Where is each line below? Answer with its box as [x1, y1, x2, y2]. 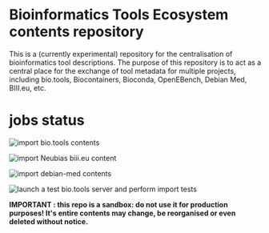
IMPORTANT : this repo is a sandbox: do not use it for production [9, 199, 228, 209]
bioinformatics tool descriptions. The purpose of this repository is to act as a [9, 58, 262, 67]
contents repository [9, 22, 144, 41]
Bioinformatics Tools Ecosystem [9, 6, 229, 24]
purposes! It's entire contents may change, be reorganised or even [9, 208, 236, 218]
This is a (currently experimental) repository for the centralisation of [9, 49, 233, 58]
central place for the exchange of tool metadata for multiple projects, [9, 66, 236, 75]
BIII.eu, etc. [9, 82, 46, 93]
